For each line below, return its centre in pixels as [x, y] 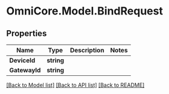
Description [87, 50]
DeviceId [22, 60]
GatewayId [25, 70]
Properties [27, 33]
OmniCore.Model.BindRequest [84, 11]
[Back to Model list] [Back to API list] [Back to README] [75, 85]
